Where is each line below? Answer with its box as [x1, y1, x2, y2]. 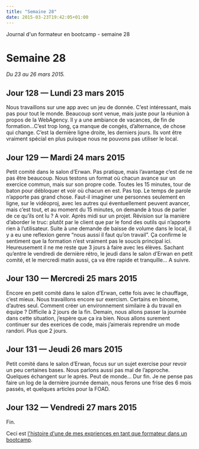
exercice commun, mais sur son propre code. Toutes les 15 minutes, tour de [6, 181, 191, 188]
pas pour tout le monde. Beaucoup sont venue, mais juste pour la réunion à [6, 110, 190, 117]
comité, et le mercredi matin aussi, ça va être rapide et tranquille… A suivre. [6, 256, 191, 264]
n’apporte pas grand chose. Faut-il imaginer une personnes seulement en [6, 193, 185, 200]
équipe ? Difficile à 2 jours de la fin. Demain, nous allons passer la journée [6, 308, 187, 315]
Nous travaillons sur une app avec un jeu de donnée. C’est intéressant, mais [6, 104, 191, 111]
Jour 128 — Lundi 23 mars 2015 [6, 88, 124, 98]
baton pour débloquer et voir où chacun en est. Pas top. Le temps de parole [6, 187, 191, 195]
